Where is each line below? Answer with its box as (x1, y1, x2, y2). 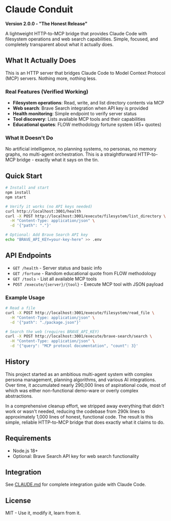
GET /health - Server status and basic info (12, 265, 102, 271)
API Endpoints (5, 251, 52, 260)
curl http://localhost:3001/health (5, 209, 81, 214)
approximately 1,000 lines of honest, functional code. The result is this (5, 413, 154, 420)
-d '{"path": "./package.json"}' (10, 320, 81, 325)
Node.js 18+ (12, 447, 38, 454)
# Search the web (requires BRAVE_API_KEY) (5, 329, 100, 334)
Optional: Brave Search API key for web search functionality (12, 453, 139, 459)
